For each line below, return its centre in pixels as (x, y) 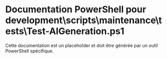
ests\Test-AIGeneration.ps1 (65, 31)
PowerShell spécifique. (29, 51)
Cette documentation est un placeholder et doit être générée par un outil (82, 45)
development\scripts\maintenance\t (84, 20)
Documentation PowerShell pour (76, 9)
